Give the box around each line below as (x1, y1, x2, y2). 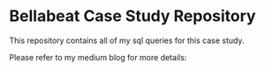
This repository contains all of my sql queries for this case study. (9, 35, 245, 46)
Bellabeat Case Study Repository (9, 6, 256, 26)
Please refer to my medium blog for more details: (9, 52, 187, 62)
